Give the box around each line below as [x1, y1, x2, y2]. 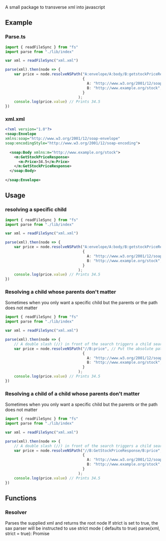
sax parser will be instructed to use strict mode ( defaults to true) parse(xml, [5, 525, 161, 532]
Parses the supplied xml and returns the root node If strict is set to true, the [5, 520, 158, 526]
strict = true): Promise [5, 531, 50, 537]
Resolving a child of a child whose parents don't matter [5, 390, 140, 397]
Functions [5, 494, 37, 502]
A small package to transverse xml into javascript [5, 4, 105, 10]
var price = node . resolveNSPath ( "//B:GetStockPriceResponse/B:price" [14, 448, 161, 453]
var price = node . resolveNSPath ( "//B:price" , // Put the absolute [14, 346, 154, 351]
